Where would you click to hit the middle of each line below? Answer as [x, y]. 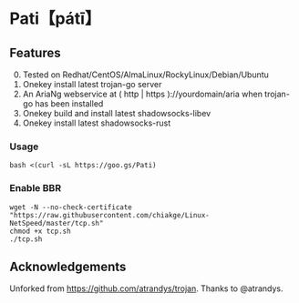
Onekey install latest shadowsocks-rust [97, 123]
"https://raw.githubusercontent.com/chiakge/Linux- [109, 215]
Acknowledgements [68, 266]
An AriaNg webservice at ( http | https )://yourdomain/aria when [142, 94]
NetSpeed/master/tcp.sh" [57, 223]
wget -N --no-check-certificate [71, 207]
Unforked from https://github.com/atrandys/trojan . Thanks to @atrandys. [146, 288]
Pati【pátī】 [55, 19]
